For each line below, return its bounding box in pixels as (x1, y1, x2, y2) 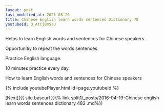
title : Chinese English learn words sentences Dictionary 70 (5, 17, 139, 22)
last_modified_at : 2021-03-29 (5, 12, 70, 17)
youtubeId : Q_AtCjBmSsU (5, 21, 56, 27)
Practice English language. (5, 55, 61, 62)
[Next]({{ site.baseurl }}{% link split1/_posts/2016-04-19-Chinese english (5, 95, 159, 101)
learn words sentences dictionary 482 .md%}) (5, 100, 103, 106)
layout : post (5, 7, 33, 13)
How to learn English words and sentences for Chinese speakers (5, 75, 142, 81)
